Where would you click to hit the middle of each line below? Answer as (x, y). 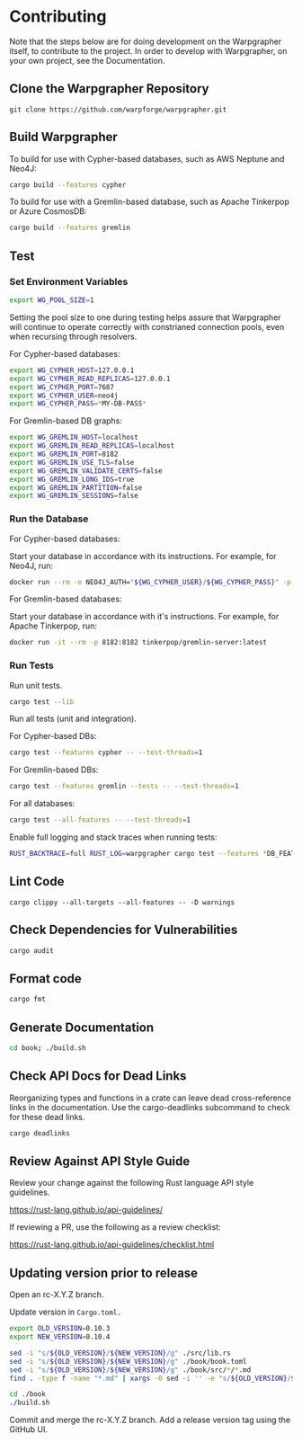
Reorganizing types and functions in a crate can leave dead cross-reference (151, 1098)
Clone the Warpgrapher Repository (109, 89)
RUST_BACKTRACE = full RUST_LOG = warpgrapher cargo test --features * (138, 854)
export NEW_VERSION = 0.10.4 (60, 1337)
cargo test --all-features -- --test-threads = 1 (100, 820)
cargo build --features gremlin (70, 228)
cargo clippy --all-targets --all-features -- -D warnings (122, 902)
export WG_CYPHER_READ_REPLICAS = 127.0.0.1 (90, 378)
